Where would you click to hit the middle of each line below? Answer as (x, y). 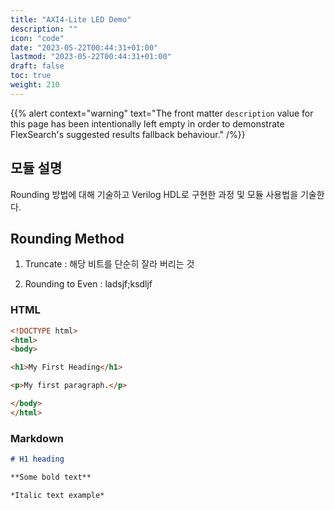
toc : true (31, 76)
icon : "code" (37, 38)
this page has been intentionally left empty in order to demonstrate (147, 123)
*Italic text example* (57, 495)
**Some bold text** (51, 477)
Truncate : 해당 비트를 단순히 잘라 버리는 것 (109, 264)
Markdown (37, 438)
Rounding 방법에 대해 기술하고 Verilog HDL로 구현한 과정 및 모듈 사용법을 (154, 194)
